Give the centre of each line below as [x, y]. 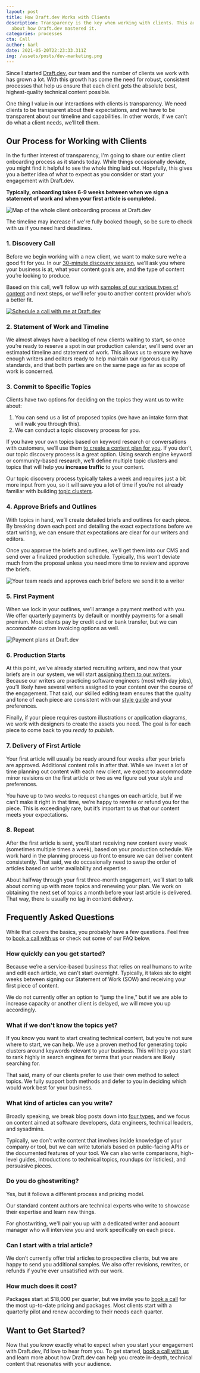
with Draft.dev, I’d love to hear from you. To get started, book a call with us [98, 1351]
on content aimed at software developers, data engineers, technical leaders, [100, 1122]
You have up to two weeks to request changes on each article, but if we [94, 795]
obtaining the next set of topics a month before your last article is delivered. [99, 892]
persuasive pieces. [29, 1166]
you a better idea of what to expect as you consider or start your [85, 175]
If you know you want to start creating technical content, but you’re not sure [99, 1038]
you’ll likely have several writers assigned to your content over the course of [100, 687]
